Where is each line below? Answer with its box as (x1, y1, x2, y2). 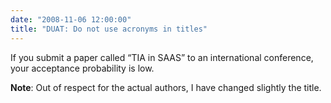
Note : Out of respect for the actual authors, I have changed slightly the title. (10, 81, 322, 93)
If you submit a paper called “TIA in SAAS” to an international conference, (10, 51, 314, 63)
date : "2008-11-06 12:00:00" (10, 14, 132, 25)
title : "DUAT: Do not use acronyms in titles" (10, 24, 208, 34)
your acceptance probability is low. (10, 62, 155, 74)
